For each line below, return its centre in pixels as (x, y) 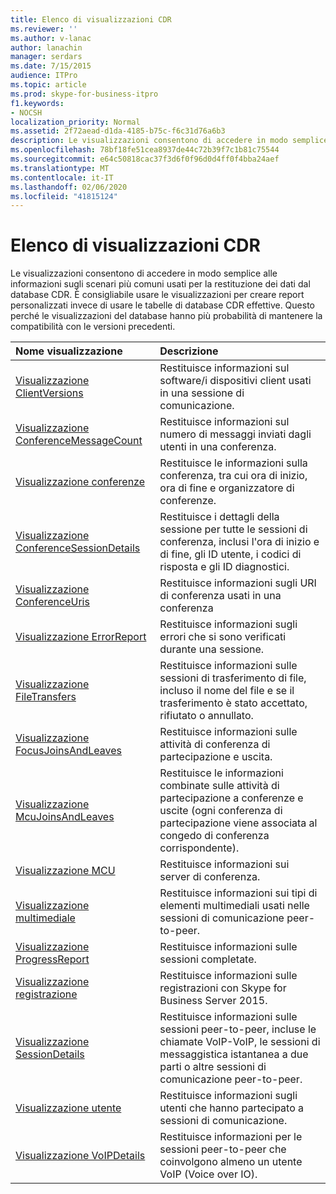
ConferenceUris (52, 602)
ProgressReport (52, 959)
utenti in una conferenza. (218, 447)
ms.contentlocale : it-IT (62, 177)
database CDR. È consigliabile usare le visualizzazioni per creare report (157, 295)
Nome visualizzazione (69, 351)
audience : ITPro (44, 76)
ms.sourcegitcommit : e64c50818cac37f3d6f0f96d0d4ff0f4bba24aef (145, 159)
